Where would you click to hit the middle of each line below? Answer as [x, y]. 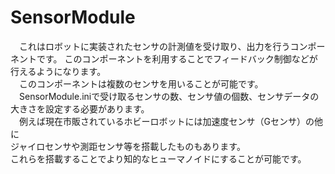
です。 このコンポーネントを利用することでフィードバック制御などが [177, 58]
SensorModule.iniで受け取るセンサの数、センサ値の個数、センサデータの [169, 96]
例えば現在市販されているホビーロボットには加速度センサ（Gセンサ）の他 [171, 121]
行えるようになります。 [58, 71]
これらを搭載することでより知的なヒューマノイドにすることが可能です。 [158, 158]
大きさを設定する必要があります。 [80, 108]
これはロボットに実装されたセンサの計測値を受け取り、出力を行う [154, 46]
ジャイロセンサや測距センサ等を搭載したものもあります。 [128, 146]
